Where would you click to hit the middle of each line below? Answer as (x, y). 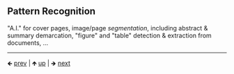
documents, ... (28, 43)
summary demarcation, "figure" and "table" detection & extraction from (110, 35)
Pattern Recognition (52, 11)
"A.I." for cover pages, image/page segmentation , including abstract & (108, 28)
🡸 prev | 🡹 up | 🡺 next (39, 63)
